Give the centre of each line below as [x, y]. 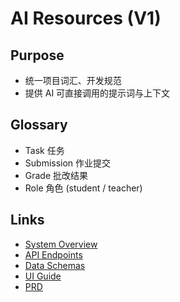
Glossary [39, 125]
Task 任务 [44, 150]
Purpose [37, 55]
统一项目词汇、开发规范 [73, 80]
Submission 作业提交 [68, 163]
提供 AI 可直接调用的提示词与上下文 [97, 93]
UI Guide [43, 276]
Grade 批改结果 [56, 175]
